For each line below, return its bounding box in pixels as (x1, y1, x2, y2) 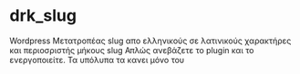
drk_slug (9, 5, 78, 26)
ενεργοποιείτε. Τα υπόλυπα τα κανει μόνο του (9, 54, 185, 65)
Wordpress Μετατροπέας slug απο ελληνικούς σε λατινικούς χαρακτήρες (9, 35, 292, 46)
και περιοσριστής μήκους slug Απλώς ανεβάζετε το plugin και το (9, 44, 254, 55)
